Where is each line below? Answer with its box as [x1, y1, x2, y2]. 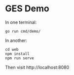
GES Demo [5, 3, 49, 14]
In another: [5, 37, 27, 43]
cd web [5, 47, 19, 52]
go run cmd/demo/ [5, 29, 41, 34]
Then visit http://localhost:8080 [5, 64, 70, 70]
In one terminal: [5, 19, 37, 25]
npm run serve [5, 55, 35, 61]
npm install [5, 51, 30, 56]
